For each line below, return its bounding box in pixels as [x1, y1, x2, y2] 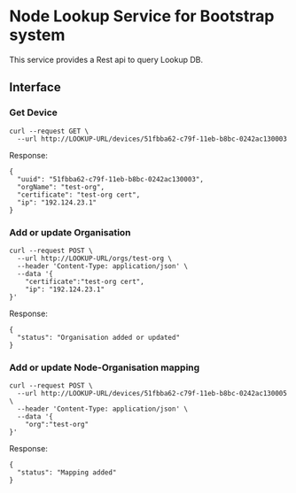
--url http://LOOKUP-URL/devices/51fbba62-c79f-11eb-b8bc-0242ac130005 [17, 389, 288, 398]
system [9, 25, 66, 45]
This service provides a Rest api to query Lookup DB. [9, 54, 204, 65]
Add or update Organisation [9, 226, 131, 238]
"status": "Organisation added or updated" [17, 333, 180, 342]
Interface [9, 80, 61, 95]
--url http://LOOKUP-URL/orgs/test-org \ [17, 254, 173, 263]
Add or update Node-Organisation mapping [9, 361, 200, 374]
